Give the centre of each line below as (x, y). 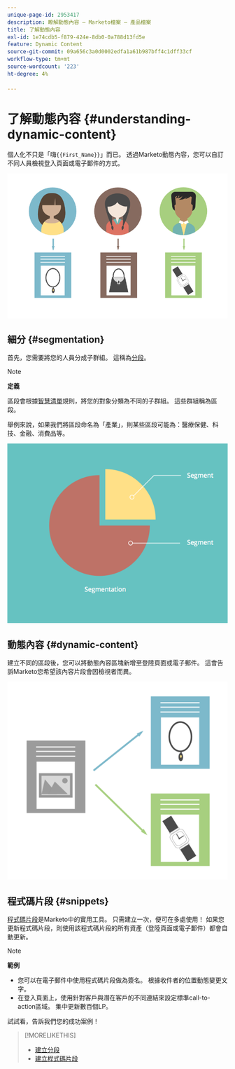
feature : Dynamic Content (45, 44)
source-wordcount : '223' (43, 67)
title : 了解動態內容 (34, 29)
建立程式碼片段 (56, 1058)
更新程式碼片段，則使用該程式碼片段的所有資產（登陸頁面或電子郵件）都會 (114, 928)
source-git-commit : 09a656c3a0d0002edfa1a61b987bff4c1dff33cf (100, 52)
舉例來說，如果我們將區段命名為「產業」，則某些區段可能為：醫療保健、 (110, 425)
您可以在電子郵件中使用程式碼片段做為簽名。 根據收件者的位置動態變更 (119, 980)
